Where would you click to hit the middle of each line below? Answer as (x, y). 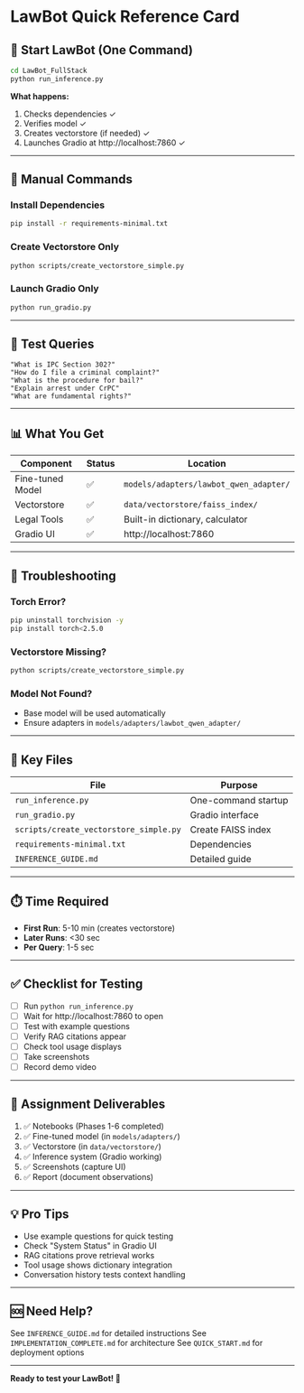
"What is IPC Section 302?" (63, 365)
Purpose (239, 785)
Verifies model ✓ (55, 123)
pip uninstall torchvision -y (67, 620)
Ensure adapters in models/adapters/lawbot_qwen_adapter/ (132, 723)
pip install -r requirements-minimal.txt (89, 224)
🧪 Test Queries (52, 344)
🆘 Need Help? (52, 1311)
